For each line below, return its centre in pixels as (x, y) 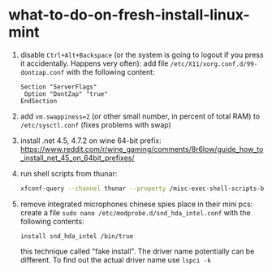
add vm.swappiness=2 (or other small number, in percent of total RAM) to (140, 116)
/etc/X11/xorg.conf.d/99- (214, 64)
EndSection (39, 101)
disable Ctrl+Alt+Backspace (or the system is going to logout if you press (142, 54)
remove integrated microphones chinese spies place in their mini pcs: (136, 204)
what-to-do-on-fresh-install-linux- (129, 15)
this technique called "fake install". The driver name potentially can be (137, 251)
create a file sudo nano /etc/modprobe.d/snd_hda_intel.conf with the (136, 212)
